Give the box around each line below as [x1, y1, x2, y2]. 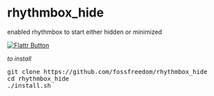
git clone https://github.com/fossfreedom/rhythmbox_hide [7, 68, 208, 75]
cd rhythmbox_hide [7, 75, 70, 82]
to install [7, 54, 32, 63]
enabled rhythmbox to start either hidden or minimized [7, 28, 162, 36]
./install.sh [7, 81, 52, 89]
